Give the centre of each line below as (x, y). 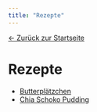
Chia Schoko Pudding (54, 99)
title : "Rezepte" (36, 15)
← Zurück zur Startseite (46, 38)
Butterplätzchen (45, 91)
